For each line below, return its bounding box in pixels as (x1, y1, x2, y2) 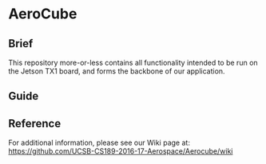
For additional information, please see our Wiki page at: (8, 138, 190, 148)
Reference (8, 117, 62, 130)
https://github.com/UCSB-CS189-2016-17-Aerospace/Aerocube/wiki (8, 146, 233, 156)
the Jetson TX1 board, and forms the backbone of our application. (8, 66, 225, 76)
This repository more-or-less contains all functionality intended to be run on (8, 58, 258, 67)
